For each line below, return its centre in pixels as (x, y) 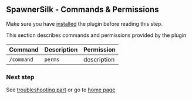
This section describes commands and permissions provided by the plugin (96, 35)
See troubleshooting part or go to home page (61, 90)
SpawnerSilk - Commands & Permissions (82, 10)
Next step (20, 77)
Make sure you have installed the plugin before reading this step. (85, 23)
